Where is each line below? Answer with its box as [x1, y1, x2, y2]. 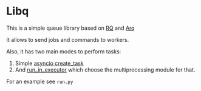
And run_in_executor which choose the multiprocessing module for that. [15, 66, 196, 73]
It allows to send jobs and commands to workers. [6, 36, 129, 43]
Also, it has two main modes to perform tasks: [6, 47, 121, 55]
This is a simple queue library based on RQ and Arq [6, 24, 135, 32]
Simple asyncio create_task [15, 59, 84, 67]
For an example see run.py [6, 78, 73, 85]
